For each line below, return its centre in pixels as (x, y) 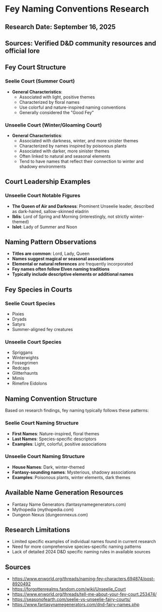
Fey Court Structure (36, 67)
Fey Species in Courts (39, 289)
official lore (22, 51)
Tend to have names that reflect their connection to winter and (81, 161)
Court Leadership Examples (48, 182)
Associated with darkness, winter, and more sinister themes (79, 141)
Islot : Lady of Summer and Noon (44, 227)
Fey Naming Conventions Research (77, 9)
